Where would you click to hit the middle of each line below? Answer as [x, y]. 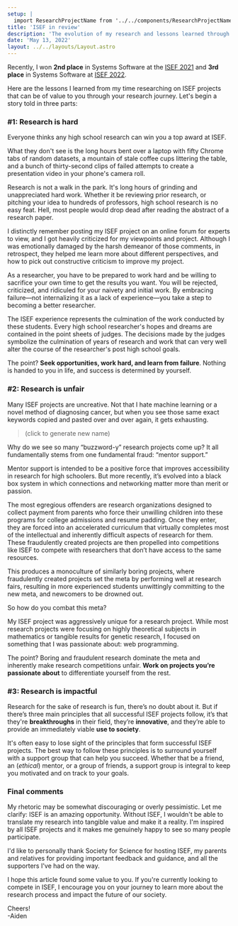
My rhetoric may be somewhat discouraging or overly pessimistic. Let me [114, 807]
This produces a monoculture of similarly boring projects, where [101, 571]
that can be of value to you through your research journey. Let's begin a [112, 96]
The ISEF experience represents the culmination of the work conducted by [116, 319]
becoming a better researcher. [52, 305]
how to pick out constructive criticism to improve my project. [96, 261]
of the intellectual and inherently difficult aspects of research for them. [110, 535]
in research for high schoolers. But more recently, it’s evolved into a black [114, 475]
